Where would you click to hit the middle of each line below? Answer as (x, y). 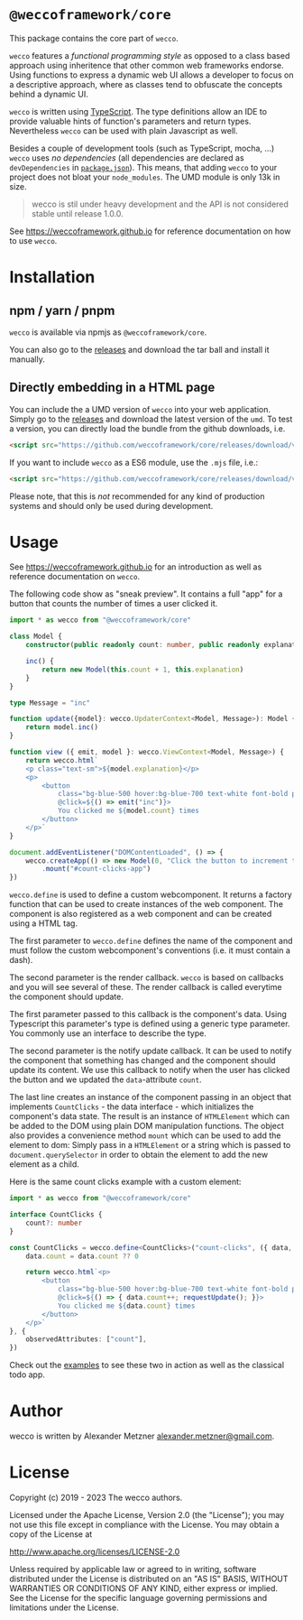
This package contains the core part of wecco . (94, 38)
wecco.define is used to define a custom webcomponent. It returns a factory (151, 894)
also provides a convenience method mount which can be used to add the (145, 1135)
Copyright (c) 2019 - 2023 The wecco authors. (96, 1498)
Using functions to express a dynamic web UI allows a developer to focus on (151, 75)
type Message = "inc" (50, 703)
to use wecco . (33, 240)
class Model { (36, 637)
